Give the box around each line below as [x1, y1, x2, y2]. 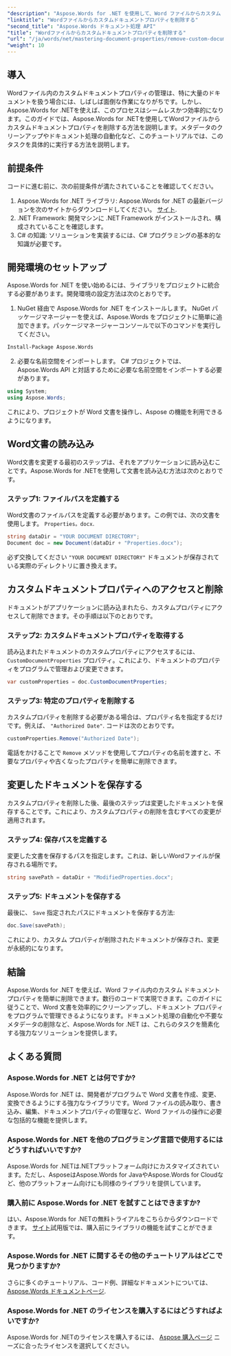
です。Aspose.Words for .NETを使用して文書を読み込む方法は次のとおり [12, 466, 218, 474]
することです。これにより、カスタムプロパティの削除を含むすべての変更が [12, 807, 222, 816]
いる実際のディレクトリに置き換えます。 [7, 561, 121, 569]
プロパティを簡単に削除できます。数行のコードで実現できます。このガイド [7, 994, 217, 1003]
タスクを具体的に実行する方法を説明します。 [7, 140, 133, 149]
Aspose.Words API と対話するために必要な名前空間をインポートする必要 [16, 366, 223, 374]
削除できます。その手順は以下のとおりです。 [30, 611, 157, 620]
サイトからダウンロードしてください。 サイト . [47, 205, 177, 213]
